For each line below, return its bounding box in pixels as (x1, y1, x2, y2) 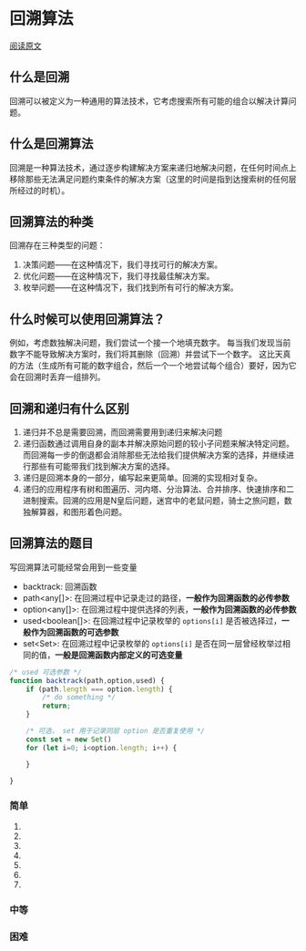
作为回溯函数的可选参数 (30, 626, 119, 637)
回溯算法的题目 (9, 535, 94, 552)
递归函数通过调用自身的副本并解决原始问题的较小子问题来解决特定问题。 (22, 439, 294, 449)
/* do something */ (42, 693, 117, 702)
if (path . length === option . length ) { (25, 685, 173, 694)
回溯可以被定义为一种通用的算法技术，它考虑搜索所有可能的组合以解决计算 (9, 95, 289, 106)
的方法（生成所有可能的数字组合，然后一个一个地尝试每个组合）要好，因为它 (9, 360, 297, 371)
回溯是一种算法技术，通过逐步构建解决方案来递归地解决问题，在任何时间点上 (9, 161, 297, 173)
